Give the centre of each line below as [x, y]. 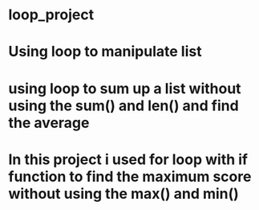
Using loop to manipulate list [105, 52]
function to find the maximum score [130, 177]
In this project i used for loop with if [128, 159]
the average [49, 123]
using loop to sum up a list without [125, 88]
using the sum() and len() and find [123, 105]
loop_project [51, 15]
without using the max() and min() [123, 194]
